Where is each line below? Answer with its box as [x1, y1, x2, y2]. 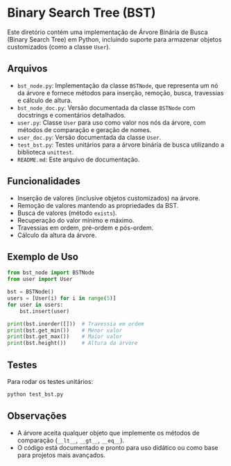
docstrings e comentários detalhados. [17, 111, 126, 119]
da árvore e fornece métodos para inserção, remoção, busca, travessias [17, 88, 224, 97]
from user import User [7, 276, 73, 283]
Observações [7, 410, 67, 422]
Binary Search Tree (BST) [7, 5, 156, 21]
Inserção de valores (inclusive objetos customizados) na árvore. [17, 193, 200, 202]
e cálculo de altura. [17, 96, 73, 104]
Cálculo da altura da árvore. [17, 231, 97, 239]
